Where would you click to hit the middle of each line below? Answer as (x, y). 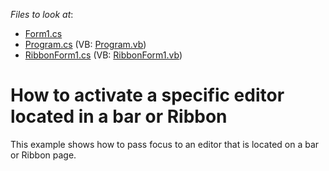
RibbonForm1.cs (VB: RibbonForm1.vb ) (103, 55)
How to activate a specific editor (147, 95)
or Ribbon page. (43, 155)
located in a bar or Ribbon (119, 116)
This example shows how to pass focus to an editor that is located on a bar (165, 144)
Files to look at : (42, 14)
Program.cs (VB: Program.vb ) (85, 44)
